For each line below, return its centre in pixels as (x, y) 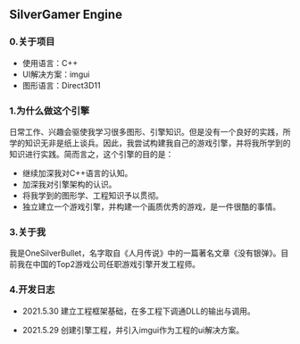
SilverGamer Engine (66, 15)
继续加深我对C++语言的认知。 (77, 172)
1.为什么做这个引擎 (50, 111)
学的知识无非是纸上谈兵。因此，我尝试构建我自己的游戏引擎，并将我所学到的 (150, 143)
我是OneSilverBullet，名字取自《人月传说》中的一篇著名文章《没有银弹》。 (145, 253)
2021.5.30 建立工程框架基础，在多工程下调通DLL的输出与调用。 (139, 311)
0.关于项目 (32, 42)
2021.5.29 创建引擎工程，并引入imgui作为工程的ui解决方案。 (133, 330)
